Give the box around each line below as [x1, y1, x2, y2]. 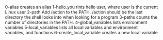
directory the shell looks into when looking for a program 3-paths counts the [5, 14, 158, 20]
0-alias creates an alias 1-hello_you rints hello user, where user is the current [5, 4, 158, 10]
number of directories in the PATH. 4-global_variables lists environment [5, 19, 147, 25]
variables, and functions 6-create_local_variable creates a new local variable [5, 30, 158, 35]
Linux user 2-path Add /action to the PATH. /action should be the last [5, 9, 143, 15]
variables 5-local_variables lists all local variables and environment [5, 25, 138, 30]
